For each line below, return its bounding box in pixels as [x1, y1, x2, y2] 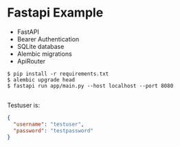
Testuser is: [7, 101, 40, 110]
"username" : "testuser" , [13, 121, 85, 128]
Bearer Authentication [16, 35, 80, 43]
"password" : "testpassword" [13, 128, 94, 135]
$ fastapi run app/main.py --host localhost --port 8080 [7, 82, 174, 89]
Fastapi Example [7, 5, 104, 21]
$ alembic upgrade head [7, 76, 76, 84]
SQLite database [16, 42, 65, 50]
